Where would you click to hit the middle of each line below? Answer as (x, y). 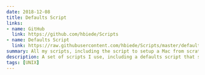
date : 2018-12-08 (28, 12)
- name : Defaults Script (38, 40)
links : (15, 23)
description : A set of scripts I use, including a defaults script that (101, 57)
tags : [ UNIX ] (23, 62)
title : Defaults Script (37, 18)
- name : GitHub (26, 29)
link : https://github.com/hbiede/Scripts (65, 34)
